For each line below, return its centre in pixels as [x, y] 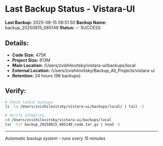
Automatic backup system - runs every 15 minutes [55, 138]
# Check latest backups [29, 102]
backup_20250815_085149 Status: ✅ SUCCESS [53, 27]
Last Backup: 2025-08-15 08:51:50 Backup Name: [56, 22]
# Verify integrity [25, 115]
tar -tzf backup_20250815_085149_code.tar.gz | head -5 [63, 125]
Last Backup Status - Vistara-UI [70, 9]
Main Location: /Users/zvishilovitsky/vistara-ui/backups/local [74, 65]
